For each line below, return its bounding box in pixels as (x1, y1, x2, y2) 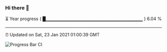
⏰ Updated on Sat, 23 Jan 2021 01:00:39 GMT (5, 32, 100, 38)
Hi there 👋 (5, 4, 30, 11)
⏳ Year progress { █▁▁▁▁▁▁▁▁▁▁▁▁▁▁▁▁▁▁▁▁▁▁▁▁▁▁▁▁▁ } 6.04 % (5, 16, 162, 22)
